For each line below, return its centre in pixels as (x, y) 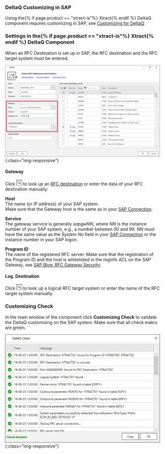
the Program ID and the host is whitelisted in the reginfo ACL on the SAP (78, 259)
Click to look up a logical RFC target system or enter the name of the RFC (82, 288)
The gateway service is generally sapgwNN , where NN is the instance (76, 224)
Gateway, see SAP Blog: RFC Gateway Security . (53, 265)
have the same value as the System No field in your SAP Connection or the (81, 234)
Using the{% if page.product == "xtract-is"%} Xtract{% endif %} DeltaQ (78, 18)
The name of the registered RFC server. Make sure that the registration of (79, 255)
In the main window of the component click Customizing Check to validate (81, 317)
